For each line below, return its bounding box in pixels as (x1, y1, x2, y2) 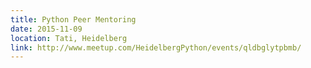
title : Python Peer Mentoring (10, 14, 137, 25)
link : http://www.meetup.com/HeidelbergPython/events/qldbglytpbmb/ (10, 42, 302, 53)
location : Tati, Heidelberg (10, 33, 128, 43)
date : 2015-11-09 (10, 24, 83, 34)
